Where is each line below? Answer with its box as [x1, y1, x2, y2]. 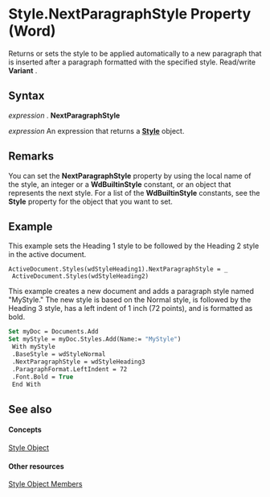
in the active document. [8, 250, 87, 259]
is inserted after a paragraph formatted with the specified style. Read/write [8, 57, 256, 67]
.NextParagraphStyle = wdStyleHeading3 [11, 358, 146, 366]
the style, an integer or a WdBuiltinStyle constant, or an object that [8, 179, 231, 189]
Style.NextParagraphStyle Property [8, 5, 252, 23]
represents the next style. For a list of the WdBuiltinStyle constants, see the [8, 188, 260, 197]
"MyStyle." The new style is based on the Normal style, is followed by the [8, 295, 252, 304]
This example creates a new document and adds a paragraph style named [8, 287, 255, 296]
